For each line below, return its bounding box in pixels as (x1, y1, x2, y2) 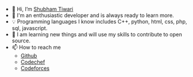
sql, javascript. (11, 25, 48, 32)
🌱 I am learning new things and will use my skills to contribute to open (11, 31, 182, 38)
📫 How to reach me (11, 44, 61, 51)
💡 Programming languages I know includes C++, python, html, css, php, (11, 18, 188, 25)
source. (11, 37, 31, 44)
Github (20, 52, 37, 59)
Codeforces (20, 65, 50, 72)
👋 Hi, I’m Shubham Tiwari (11, 6, 74, 12)
